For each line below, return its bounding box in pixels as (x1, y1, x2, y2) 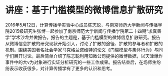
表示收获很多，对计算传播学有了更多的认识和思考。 (9, 65, 115, 71)
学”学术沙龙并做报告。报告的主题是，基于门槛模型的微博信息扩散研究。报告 (5, 34, 161, 40)
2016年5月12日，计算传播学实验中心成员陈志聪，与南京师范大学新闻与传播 (5, 22, 158, 28)
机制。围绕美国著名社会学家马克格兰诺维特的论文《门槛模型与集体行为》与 (5, 47, 158, 53)
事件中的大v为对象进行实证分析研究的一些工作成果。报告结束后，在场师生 (5, 59, 156, 65)
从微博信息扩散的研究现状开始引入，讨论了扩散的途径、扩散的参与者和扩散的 (5, 40, 163, 46)
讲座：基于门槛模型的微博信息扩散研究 (5, 4, 163, 16)
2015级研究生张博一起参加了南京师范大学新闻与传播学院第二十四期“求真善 (9, 28, 161, 34)
